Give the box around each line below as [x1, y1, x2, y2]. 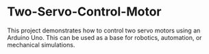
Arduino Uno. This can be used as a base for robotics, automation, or [7, 33, 202, 41]
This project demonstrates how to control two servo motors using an [7, 26, 201, 34]
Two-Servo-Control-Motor [7, 4, 162, 20]
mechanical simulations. [7, 40, 75, 49]
